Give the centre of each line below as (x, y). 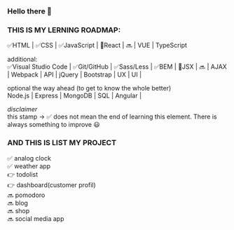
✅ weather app (29, 166)
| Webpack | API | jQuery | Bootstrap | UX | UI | (75, 75)
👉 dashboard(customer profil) (51, 184)
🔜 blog (18, 203)
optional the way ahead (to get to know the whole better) (89, 88)
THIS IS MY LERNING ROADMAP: (64, 29)
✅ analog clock (29, 158)
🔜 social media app (36, 218)
